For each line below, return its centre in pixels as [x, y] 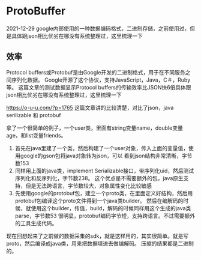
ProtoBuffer [36, 11]
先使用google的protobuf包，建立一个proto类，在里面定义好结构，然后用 [104, 193]
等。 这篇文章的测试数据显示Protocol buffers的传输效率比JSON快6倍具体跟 [99, 87]
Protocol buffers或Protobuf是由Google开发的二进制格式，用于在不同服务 [96, 72]
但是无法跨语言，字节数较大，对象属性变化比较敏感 [88, 186]
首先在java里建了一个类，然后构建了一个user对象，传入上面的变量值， [102, 148]
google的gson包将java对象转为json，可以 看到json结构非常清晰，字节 [106, 156]
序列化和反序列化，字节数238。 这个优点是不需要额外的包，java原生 [99, 178]
